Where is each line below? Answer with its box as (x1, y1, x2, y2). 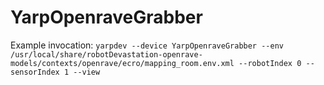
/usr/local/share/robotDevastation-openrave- (10, 49, 203, 60)
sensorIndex (10, 67, 60, 77)
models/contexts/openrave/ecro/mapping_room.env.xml (10, 58, 235, 68)
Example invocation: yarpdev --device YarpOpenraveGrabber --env (10, 39, 284, 51)
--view (73, 67, 101, 77)
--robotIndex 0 (238, 58, 302, 68)
